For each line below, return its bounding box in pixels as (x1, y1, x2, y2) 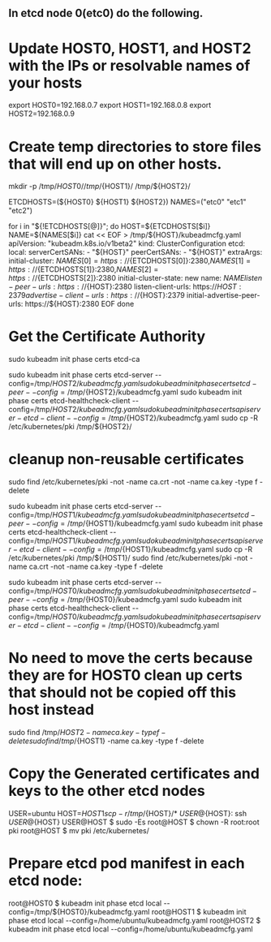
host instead (8, 701, 95, 719)
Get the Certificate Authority (8, 328, 206, 346)
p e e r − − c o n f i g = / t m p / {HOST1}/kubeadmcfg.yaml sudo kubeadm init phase (8, 518, 264, 528)
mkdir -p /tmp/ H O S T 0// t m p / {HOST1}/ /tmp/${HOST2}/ (8, 182, 191, 191)
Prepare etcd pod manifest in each (8, 854, 245, 873)
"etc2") (8, 206, 33, 216)
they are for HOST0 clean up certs (8, 666, 243, 685)
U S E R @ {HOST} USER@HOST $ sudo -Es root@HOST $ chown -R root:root (8, 817, 260, 827)
